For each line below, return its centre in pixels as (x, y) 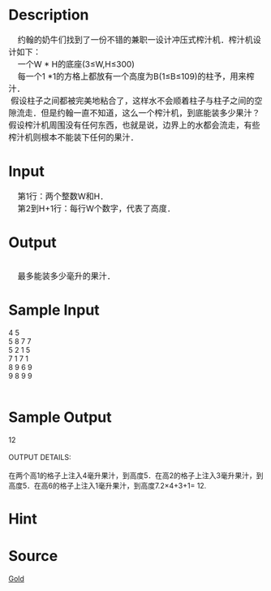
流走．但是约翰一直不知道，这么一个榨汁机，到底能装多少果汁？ (139, 113)
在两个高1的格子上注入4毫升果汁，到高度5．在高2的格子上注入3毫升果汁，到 (136, 475)
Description (49, 15)
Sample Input (54, 310)
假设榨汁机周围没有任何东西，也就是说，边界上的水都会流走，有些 (135, 125)
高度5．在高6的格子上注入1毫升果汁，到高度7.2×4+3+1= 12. (108, 485)
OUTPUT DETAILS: (40, 457)
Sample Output (60, 417)
